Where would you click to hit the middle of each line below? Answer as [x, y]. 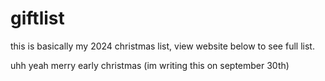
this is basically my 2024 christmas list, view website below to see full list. [162, 46]
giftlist [37, 18]
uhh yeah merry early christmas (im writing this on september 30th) [150, 65]
